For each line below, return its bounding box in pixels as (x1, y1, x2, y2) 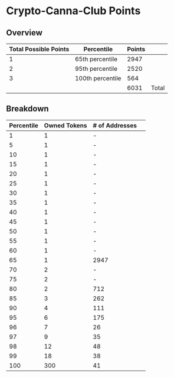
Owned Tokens (44, 121, 87, 129)
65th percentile (74, 55, 118, 63)
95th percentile (74, 65, 118, 73)
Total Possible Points (9, 45, 70, 53)
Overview (6, 28, 43, 38)
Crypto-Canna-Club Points (6, 4, 141, 18)
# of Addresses (93, 121, 137, 129)
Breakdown (6, 104, 49, 114)
